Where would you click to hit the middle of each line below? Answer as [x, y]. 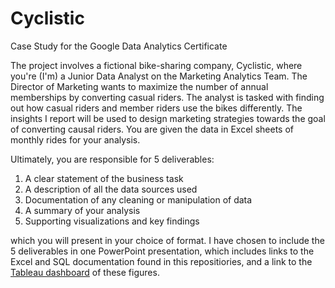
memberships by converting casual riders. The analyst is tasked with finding [167, 97]
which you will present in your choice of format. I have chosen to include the [167, 240]
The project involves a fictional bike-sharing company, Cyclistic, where [156, 65]
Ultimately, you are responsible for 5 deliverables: [112, 159]
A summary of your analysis [82, 210]
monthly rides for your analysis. [75, 139]
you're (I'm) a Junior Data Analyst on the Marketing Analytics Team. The [159, 76]
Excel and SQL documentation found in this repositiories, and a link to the [161, 261]
